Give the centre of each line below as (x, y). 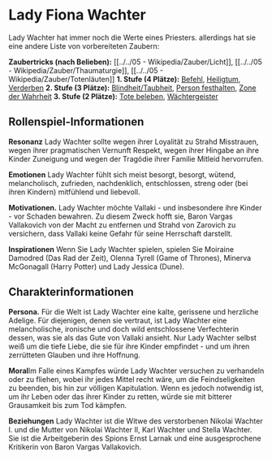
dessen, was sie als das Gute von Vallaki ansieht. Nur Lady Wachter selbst (133, 337)
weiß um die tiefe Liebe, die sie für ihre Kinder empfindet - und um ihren (129, 346)
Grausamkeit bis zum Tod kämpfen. (68, 405)
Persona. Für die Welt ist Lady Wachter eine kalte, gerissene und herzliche (134, 311)
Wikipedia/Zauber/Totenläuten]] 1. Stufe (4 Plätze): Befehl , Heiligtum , (125, 79)
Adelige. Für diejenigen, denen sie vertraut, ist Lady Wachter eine (118, 320)
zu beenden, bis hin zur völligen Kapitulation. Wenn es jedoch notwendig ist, (136, 388)
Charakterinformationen (71, 292)
